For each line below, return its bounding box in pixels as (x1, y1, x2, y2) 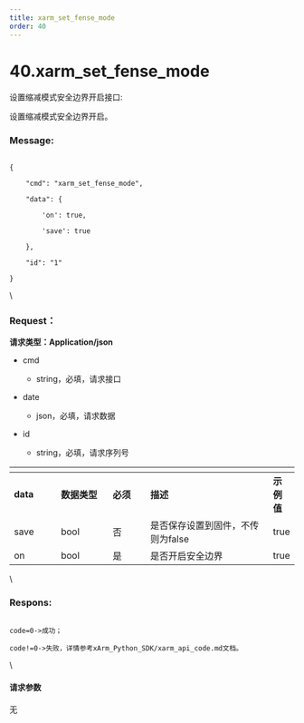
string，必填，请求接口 (35, 374, 122, 385)
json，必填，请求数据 (35, 410, 116, 422)
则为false (149, 532, 190, 545)
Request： (9, 314, 57, 327)
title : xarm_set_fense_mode (9, 13, 116, 23)
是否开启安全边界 (149, 550, 223, 562)
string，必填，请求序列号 (35, 447, 129, 458)
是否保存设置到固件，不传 (149, 519, 260, 532)
